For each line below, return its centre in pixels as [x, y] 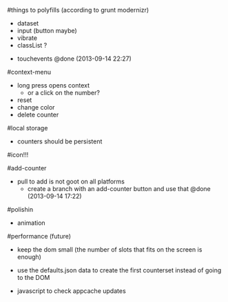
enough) [29, 257]
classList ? [32, 45]
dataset [28, 23]
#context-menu [29, 72]
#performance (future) [39, 236]
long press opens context [53, 85]
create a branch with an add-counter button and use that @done [119, 189]
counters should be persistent [60, 141]
